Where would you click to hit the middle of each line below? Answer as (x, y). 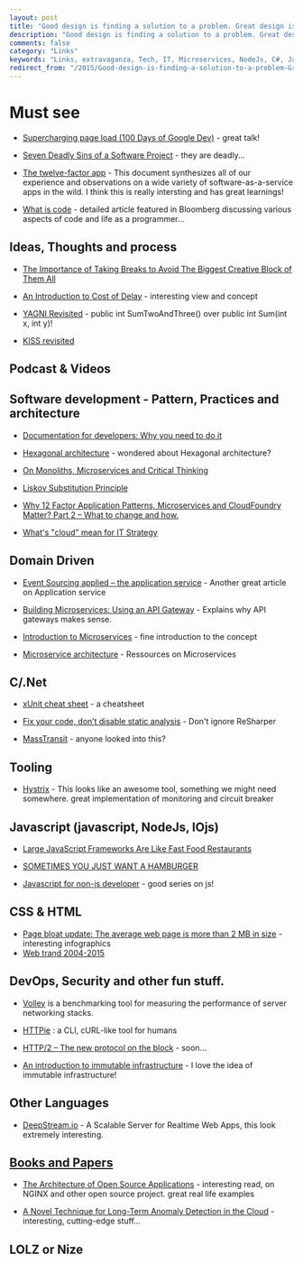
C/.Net (28, 682)
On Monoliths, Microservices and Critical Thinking (115, 470)
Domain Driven (52, 561)
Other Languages (60, 1103)
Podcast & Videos (60, 369)
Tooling (31, 767)
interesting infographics (66, 943)
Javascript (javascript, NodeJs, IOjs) (114, 827)
